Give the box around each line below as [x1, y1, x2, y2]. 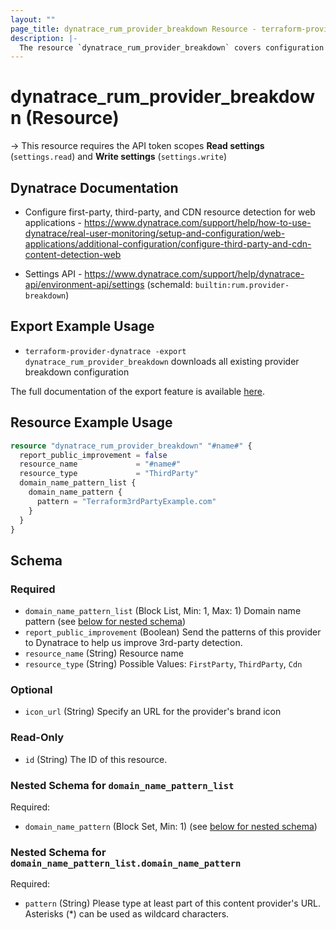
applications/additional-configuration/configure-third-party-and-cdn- [24, 238, 312, 250]
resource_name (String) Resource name [24, 647, 184, 660]
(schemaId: [146, 279, 193, 290]
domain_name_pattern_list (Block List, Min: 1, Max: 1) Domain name [24, 605, 302, 617]
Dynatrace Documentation [10, 179, 179, 196]
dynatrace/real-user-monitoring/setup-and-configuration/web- [24, 227, 286, 239]
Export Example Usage [10, 318, 155, 335]
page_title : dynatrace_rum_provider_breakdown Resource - [10, 24, 257, 34]
